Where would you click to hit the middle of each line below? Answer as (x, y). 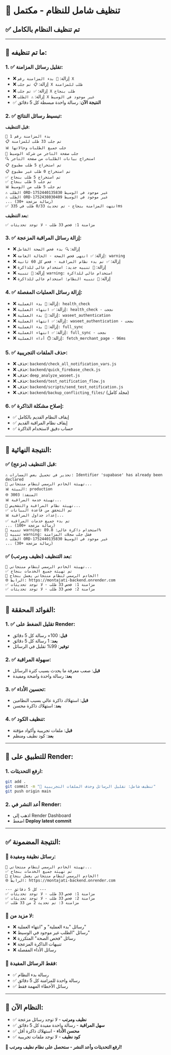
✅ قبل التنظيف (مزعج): (31, 464)
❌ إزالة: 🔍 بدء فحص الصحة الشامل (46, 249)
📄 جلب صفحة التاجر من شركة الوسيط (42, 153)
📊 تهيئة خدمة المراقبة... (34, 500)
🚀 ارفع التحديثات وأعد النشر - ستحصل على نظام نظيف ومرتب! (64, 1047)
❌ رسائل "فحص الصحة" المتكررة (44, 938)
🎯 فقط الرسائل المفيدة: (31, 963)
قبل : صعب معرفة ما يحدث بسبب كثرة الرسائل (56, 671)
